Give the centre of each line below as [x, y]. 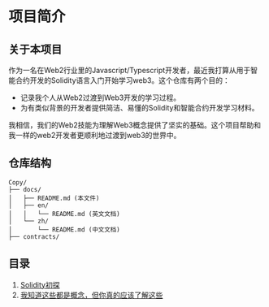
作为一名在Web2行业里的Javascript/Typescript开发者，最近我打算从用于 [130, 70]
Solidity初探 [40, 284]
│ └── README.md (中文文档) [64, 229]
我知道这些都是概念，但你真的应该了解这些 [91, 295]
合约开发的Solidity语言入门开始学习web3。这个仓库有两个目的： [122, 80]
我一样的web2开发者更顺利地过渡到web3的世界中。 [95, 135]
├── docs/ [25, 189]
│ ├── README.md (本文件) [54, 198]
